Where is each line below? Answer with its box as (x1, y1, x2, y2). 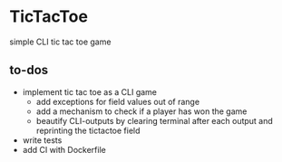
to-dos (9, 62, 49, 78)
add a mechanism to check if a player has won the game (35, 106, 248, 117)
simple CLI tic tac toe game (9, 36, 112, 47)
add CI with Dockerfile (22, 144, 106, 155)
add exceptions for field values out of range (35, 96, 200, 107)
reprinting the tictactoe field (35, 125, 141, 136)
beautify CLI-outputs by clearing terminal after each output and (35, 115, 274, 126)
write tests (22, 134, 63, 146)
